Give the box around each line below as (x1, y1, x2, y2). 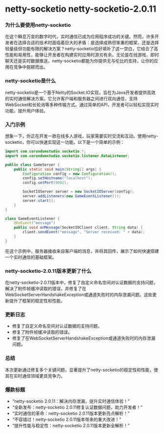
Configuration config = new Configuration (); (22, 171, 117, 176)
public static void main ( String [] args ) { (14, 167, 102, 171)
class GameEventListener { (5, 216, 60, 221)
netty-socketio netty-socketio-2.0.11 (5, 3, 157, 15)
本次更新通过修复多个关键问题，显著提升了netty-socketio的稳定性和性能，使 (5, 367, 159, 373)
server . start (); (22, 198, 56, 203)
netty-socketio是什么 (5, 77, 56, 84)
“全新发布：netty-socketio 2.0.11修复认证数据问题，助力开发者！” (12, 404, 143, 410)
